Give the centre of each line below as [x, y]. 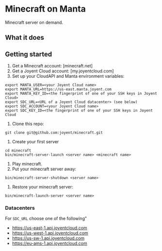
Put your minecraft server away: [44, 169]
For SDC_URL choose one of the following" [46, 218]
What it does [25, 38]
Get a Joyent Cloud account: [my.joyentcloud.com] [63, 71]
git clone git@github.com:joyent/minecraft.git [54, 133]
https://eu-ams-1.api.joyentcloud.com [49, 243]
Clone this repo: [28, 124]
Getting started [29, 54]
